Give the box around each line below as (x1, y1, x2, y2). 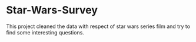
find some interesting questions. (6, 29, 84, 36)
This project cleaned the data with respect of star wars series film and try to (6, 23, 190, 30)
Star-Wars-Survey (6, 3, 98, 17)
